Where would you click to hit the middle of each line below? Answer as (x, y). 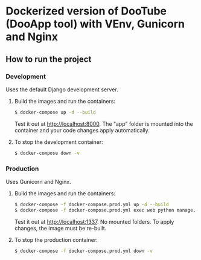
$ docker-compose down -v (47, 153)
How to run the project (49, 59)
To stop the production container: (56, 239)
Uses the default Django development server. (62, 89)
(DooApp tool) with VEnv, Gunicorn (95, 24)
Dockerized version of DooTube (86, 11)
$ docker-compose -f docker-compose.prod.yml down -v (83, 251)
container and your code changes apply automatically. (82, 130)
